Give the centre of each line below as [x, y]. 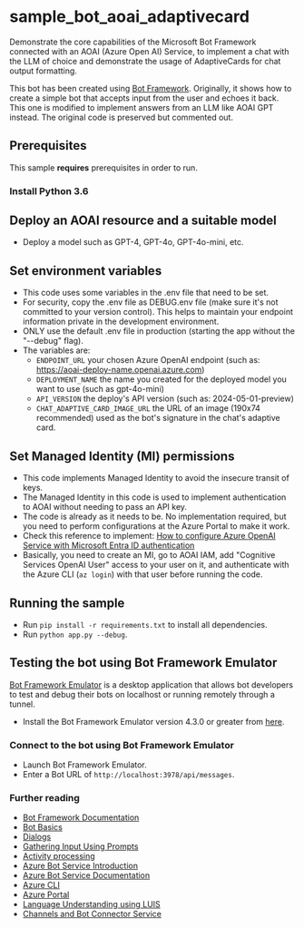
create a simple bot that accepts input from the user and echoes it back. [144, 98]
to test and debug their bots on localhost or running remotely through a [142, 694]
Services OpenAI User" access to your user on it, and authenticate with [156, 565]
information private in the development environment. [121, 322]
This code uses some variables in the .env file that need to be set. [146, 293]
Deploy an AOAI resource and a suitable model [143, 221]
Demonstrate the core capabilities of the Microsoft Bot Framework [133, 42]
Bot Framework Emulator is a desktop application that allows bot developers [151, 684]
